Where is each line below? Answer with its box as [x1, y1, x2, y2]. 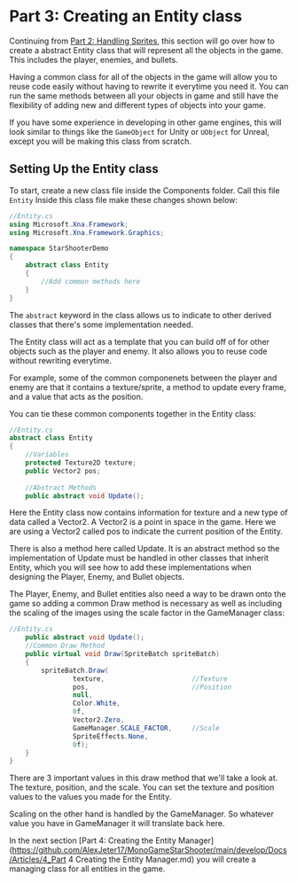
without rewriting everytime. [9, 355, 113, 365]
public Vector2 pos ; [25, 466, 101, 475]
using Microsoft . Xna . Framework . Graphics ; [9, 228, 165, 237]
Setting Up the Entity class [9, 161, 160, 176]
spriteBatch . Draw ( [41, 666, 109, 675]
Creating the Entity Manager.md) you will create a [74, 854, 257, 865]
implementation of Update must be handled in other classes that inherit [9, 552, 269, 564]
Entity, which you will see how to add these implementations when [9, 562, 252, 573]
